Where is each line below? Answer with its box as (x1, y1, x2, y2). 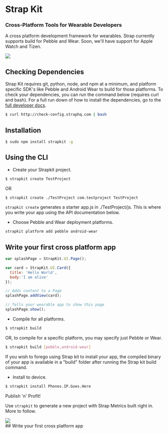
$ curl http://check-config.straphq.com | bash (5, 112, 107, 117)
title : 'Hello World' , (10, 270, 57, 275)
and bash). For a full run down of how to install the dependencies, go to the (5, 97, 161, 103)
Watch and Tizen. (5, 44, 42, 50)
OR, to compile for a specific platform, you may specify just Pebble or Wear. (5, 334, 162, 340)
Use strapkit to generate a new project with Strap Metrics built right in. (5, 402, 153, 408)
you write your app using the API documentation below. (5, 210, 120, 216)
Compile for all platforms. (12, 316, 65, 322)
